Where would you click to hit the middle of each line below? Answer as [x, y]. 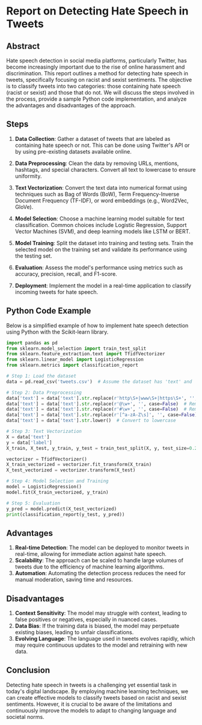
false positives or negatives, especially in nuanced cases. [86, 619]
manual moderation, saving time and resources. [74, 580]
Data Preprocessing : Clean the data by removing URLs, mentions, [97, 163]
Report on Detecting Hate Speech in [97, 11]
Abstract [23, 46]
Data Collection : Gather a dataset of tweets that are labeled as [93, 138]
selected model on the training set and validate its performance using [101, 249]
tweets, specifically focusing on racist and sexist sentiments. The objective [99, 80]
